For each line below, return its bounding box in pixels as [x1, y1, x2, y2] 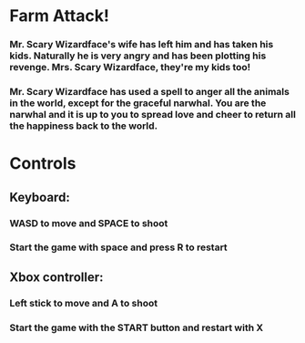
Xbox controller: [9, 269, 104, 285]
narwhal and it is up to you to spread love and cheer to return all [9, 109, 296, 121]
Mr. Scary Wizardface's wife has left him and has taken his [9, 38, 274, 51]
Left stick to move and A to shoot [9, 296, 158, 309]
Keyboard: [9, 189, 70, 205]
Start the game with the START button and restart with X [9, 321, 264, 334]
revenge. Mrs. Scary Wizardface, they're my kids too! [9, 61, 251, 74]
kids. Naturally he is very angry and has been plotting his [9, 49, 267, 62]
